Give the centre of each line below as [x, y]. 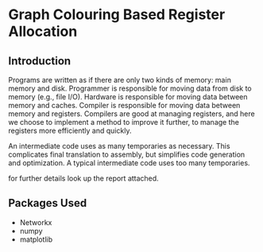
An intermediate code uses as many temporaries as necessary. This [119, 146]
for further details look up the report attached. [83, 178]
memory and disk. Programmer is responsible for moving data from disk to [130, 88]
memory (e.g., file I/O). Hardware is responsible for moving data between [128, 97]
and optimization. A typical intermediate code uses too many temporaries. [129, 163]
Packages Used [48, 203]
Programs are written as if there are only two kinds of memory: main [120, 80]
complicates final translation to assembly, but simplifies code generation [127, 154]
